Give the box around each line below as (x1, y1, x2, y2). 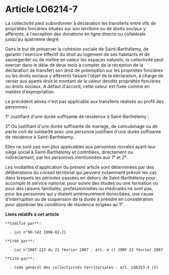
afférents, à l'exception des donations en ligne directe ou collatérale (5, 31, 146, 37)
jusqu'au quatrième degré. (5, 36, 60, 42)
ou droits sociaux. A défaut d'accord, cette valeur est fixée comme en (5, 83, 150, 89)
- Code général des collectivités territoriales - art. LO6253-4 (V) (10, 265, 158, 270)
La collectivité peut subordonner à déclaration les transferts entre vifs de (5, 20, 156, 26)
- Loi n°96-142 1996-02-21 (10, 230, 66, 235)
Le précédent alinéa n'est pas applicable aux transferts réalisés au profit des (5, 98, 164, 104)
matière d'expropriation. (5, 88, 55, 95)
